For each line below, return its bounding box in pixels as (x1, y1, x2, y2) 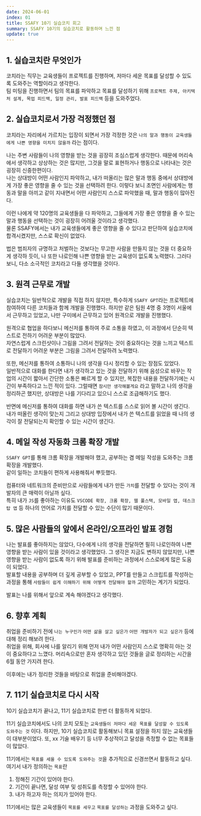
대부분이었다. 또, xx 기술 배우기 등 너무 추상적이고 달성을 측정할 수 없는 (12, 735, 178, 742)
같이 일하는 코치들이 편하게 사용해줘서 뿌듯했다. (6, 469, 117, 476)
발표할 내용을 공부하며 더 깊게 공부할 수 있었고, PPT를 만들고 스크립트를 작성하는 (6, 571, 194, 578)
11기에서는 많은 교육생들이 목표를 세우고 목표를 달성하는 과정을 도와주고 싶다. (6, 803, 178, 811)
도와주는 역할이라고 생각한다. (12, 79, 80, 87)
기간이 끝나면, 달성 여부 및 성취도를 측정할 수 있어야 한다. (14, 783, 148, 790)
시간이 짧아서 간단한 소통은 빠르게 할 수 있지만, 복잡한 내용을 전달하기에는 (17, 375, 189, 382)
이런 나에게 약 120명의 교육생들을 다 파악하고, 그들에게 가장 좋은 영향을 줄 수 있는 (6, 209, 196, 217)
